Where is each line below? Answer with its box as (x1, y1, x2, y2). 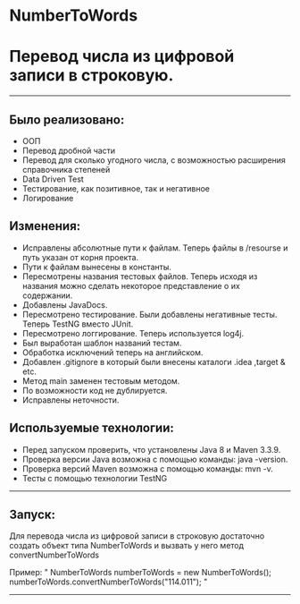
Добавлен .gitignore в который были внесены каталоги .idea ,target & (21, 356, 286, 367)
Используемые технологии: (9, 421, 174, 436)
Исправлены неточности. (21, 395, 120, 405)
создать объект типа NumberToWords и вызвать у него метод (9, 540, 244, 551)
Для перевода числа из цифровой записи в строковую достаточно (9, 531, 265, 541)
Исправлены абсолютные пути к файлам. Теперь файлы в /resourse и (21, 242, 288, 253)
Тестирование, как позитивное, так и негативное (21, 183, 211, 193)
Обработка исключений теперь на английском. (21, 346, 204, 358)
